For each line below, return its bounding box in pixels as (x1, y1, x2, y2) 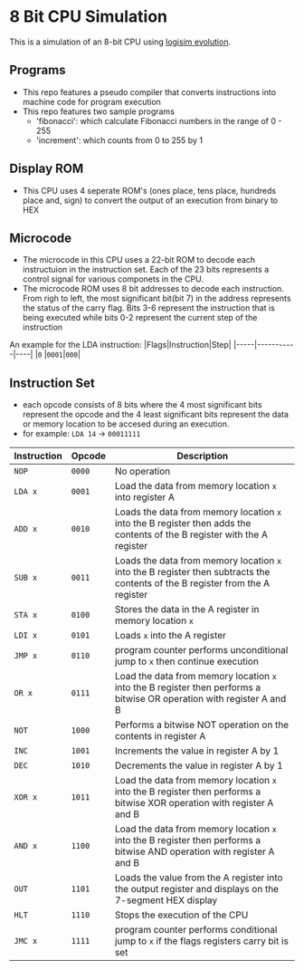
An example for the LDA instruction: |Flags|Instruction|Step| (9, 340, 233, 351)
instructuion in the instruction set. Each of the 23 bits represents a (22, 264, 270, 275)
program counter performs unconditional (114, 644, 289, 657)
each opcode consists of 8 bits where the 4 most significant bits (22, 399, 262, 410)
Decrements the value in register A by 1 (114, 759, 283, 772)
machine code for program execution (22, 96, 161, 107)
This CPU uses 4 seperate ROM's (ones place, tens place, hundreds (22, 185, 277, 196)
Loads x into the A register (114, 629, 226, 642)
